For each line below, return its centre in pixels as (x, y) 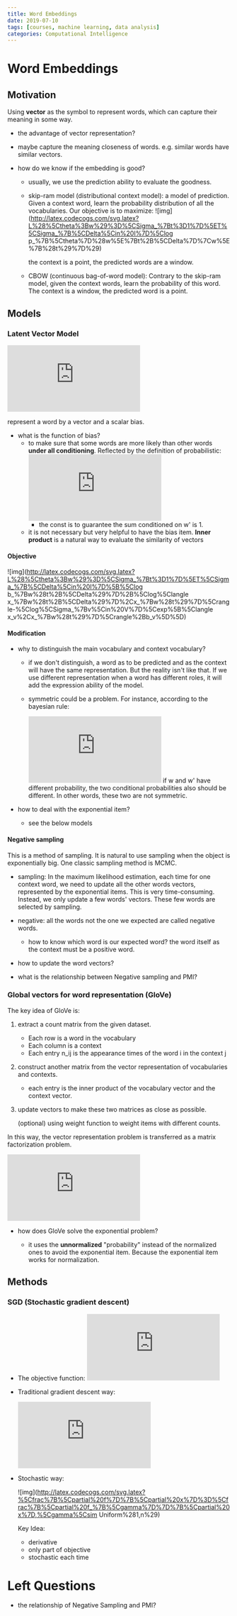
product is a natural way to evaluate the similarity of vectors (116, 539)
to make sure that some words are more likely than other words (120, 443)
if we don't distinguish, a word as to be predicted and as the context (127, 663)
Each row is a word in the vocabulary (82, 1038)
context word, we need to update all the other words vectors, (106, 884)
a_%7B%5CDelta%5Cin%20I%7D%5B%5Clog (75, 587)
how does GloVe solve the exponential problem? (88, 1231)
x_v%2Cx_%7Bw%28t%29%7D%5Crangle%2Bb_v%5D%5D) (97, 617)
